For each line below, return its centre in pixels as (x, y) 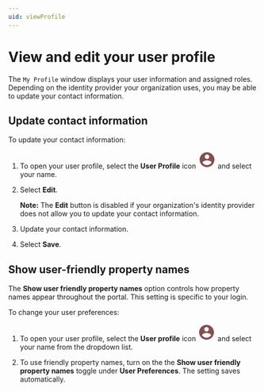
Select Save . (40, 244)
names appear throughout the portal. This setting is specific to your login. (128, 297)
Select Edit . (38, 190)
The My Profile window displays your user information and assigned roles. (130, 79)
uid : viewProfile (37, 17)
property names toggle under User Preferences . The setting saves (130, 371)
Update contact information (78, 120)
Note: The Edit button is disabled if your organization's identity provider (137, 206)
